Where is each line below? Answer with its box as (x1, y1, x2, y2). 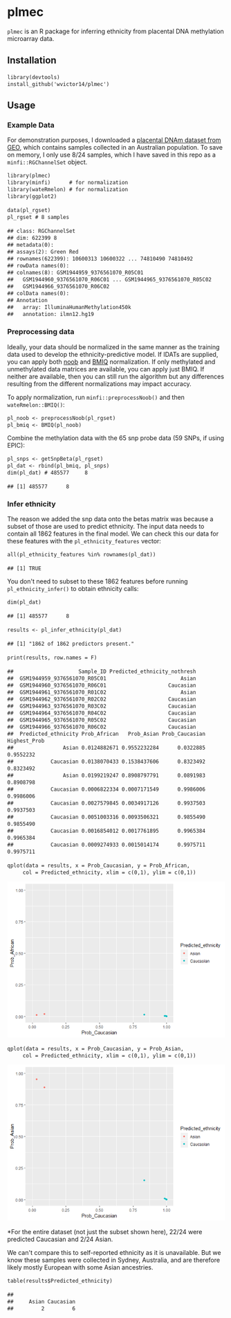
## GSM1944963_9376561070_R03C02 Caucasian (7, 703, 196, 710)
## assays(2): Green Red (7, 249, 79, 256)
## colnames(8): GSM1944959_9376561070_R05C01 (7, 270, 144, 276)
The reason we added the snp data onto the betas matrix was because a (7, 515, 214, 523)
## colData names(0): (7, 290, 70, 297)
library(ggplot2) (7, 193, 57, 200)
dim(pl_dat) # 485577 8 (7, 469, 89, 476)
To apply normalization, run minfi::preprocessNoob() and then (7, 393, 185, 401)
